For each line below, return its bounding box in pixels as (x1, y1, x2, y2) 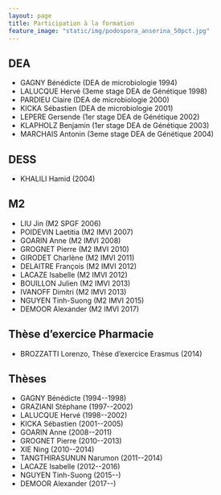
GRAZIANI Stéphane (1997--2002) (19, 402, 134, 411)
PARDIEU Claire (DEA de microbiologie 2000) (19, 95, 170, 105)
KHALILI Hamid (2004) (19, 174, 96, 184)
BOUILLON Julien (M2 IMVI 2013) (19, 278, 131, 288)
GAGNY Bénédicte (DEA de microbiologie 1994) (19, 78, 178, 88)
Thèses (8, 372, 47, 386)
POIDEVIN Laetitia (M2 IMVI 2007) (19, 227, 134, 237)
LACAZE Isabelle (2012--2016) (19, 462, 121, 472)
